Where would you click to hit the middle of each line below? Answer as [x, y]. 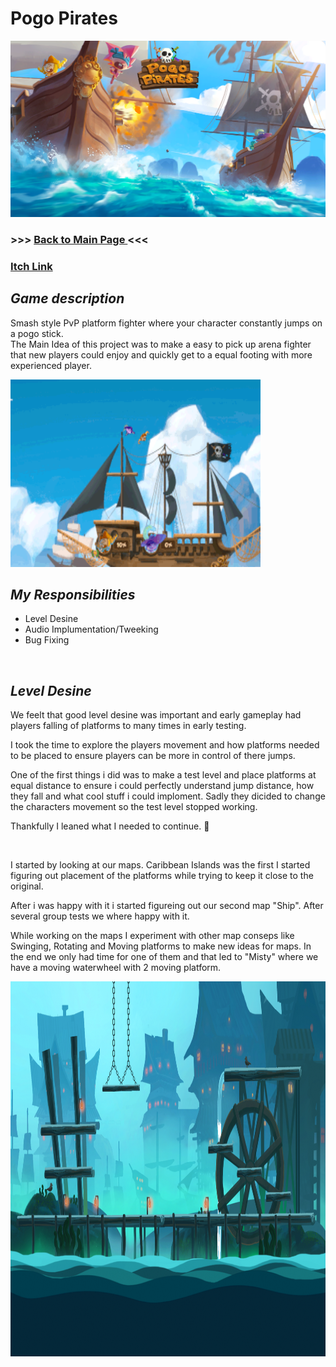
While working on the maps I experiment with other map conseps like [152, 936]
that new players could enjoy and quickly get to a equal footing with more [161, 354]
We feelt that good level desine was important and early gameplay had [156, 715]
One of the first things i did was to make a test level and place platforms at [163, 775]
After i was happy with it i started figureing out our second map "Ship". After [167, 906]
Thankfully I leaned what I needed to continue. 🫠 [110, 826]
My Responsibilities [73, 595]
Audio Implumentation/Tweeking [91, 629]
